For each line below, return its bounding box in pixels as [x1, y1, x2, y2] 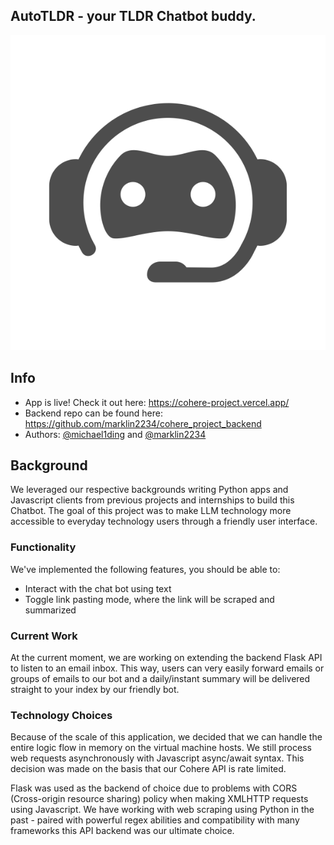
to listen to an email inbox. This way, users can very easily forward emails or [10, 662, 325, 674]
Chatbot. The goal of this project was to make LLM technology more [10, 505, 292, 517]
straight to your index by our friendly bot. [10, 684, 180, 696]
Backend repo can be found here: [24, 407, 164, 419]
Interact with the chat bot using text [24, 582, 172, 594]
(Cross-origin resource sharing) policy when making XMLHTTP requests [10, 793, 309, 805]
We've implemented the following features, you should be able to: [10, 563, 281, 575]
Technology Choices [10, 708, 113, 722]
